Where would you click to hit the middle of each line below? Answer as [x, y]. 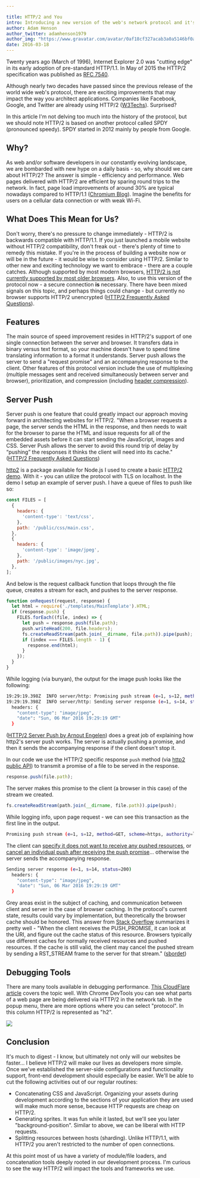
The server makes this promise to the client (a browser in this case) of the [97, 788]
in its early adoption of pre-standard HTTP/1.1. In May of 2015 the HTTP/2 [96, 68]
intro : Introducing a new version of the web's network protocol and [94, 22]
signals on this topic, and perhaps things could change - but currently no [96, 291]
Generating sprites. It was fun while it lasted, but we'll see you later [97, 1119]
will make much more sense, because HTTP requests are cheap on [97, 1106]
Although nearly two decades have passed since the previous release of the [100, 86]
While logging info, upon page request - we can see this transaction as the [98, 817]
